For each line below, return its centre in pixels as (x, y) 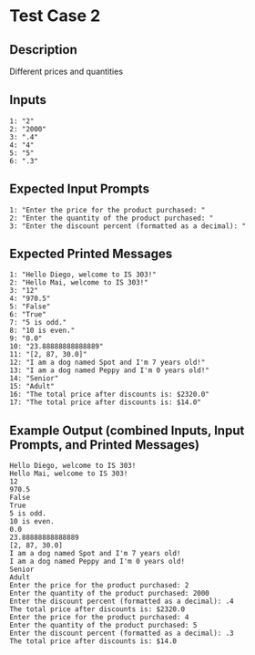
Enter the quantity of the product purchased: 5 (103, 626)
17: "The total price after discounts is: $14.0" (106, 402)
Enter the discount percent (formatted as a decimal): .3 (122, 634)
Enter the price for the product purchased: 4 (99, 618)
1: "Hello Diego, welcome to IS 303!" (83, 275)
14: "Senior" (34, 379)
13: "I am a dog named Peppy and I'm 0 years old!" (109, 370)
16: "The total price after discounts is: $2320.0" (109, 395)
